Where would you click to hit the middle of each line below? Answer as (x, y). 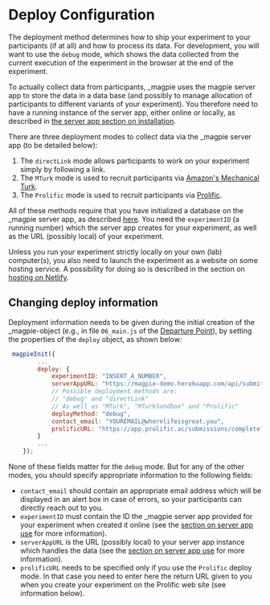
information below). (52, 593)
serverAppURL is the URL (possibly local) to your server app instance (132, 542)
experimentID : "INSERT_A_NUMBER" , (109, 377)
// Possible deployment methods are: (115, 392)
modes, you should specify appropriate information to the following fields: (131, 475)
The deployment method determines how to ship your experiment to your (129, 37)
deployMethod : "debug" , (91, 414)
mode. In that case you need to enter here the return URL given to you (136, 576)
